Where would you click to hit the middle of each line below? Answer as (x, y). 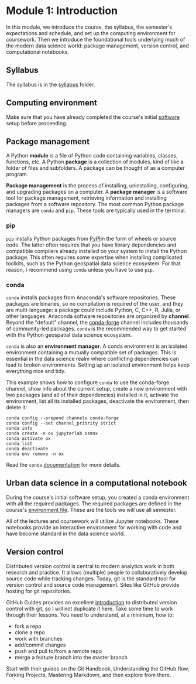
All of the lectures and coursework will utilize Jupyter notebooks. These (92, 521)
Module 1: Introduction (62, 11)
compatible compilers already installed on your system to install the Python (97, 251)
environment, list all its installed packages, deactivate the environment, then (97, 401)
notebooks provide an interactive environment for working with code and (94, 527)
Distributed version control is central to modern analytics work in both (90, 566)
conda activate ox (28, 438)
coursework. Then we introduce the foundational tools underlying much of (96, 39)
